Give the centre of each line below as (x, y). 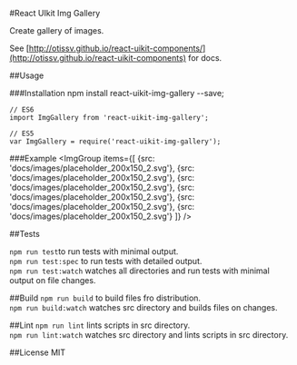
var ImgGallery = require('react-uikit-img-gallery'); (115, 142)
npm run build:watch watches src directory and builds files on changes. (144, 307)
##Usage (27, 75)
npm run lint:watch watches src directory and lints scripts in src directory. (149, 335)
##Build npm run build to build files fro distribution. (105, 298)
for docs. (205, 58)
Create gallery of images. (57, 30)
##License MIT (38, 352)
